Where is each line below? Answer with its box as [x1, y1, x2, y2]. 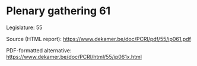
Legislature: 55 [6, 24, 43, 31]
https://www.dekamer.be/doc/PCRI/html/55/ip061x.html [6, 53, 142, 60]
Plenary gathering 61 [6, 4, 111, 18]
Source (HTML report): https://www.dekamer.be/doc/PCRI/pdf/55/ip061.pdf [6, 35, 192, 42]
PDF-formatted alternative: [6, 46, 72, 54]
